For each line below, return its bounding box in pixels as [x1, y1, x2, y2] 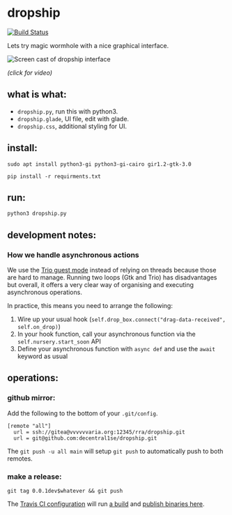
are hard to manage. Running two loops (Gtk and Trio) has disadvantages [7, 273, 217, 282]
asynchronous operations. [7, 288, 82, 297]
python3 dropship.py [7, 210, 68, 217]
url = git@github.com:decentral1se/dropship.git [13, 434, 157, 442]
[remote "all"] [7, 422, 52, 429]
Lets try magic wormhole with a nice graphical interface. [7, 41, 169, 49]
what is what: [7, 89, 68, 100]
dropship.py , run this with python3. [17, 107, 118, 116]
